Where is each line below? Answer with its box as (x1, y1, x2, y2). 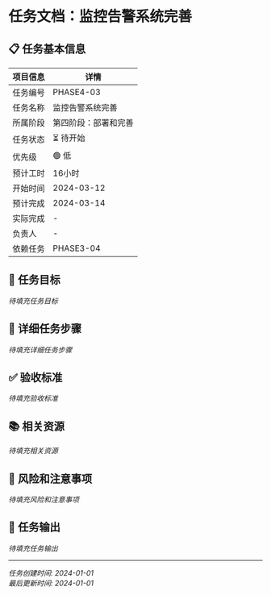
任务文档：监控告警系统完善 (8, 7, 193, 26)
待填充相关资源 (8, 446, 58, 456)
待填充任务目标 (8, 296, 58, 306)
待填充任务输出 (8, 543, 58, 553)
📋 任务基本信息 (8, 42, 86, 56)
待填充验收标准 (8, 393, 58, 403)
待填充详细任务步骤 (8, 344, 73, 355)
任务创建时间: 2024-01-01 (8, 568, 94, 577)
